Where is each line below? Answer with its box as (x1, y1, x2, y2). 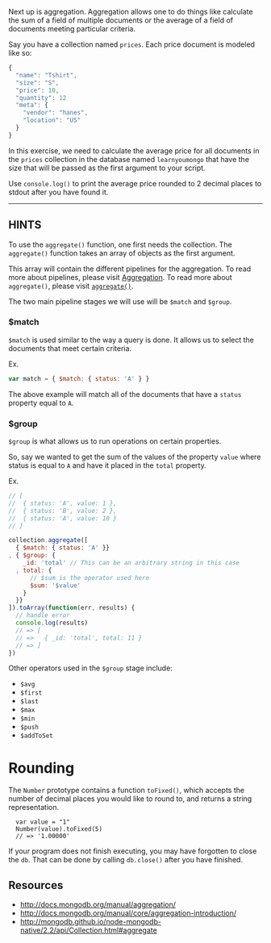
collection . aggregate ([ (8, 536, 89, 545)
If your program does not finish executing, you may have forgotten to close (8, 846, 257, 856)
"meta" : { (15, 101, 48, 110)
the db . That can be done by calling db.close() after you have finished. (8, 855, 244, 865)
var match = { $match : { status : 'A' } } (8, 374, 150, 382)
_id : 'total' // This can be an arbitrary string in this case (23, 559, 240, 567)
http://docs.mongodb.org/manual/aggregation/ (19, 899, 176, 910)
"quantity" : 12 (15, 94, 67, 102)
